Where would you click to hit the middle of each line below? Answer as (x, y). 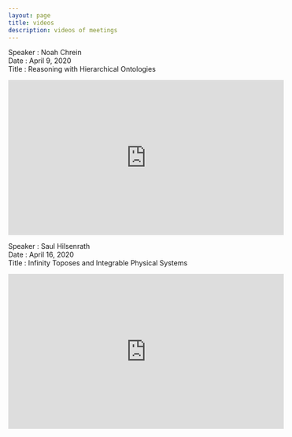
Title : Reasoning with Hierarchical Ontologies (82, 69)
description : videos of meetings (63, 30)
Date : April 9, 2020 (40, 61)
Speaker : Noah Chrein (45, 53)
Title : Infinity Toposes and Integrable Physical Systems (98, 263)
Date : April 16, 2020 (41, 255)
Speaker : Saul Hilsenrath (49, 246)
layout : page (30, 15)
